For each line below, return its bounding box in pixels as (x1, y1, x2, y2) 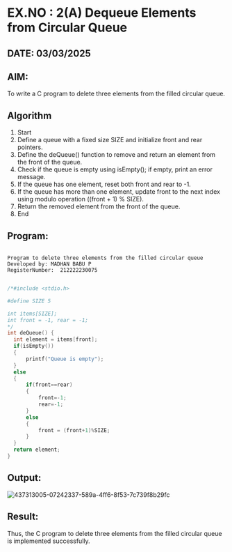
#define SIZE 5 (7, 298, 51, 305)
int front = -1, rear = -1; (7, 316, 89, 323)
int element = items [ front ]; (13, 336, 98, 343)
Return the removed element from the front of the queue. (17, 202, 181, 210)
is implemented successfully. (7, 537, 90, 545)
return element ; (13, 446, 60, 454)
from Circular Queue (7, 20, 127, 36)
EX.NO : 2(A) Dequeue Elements (7, 5, 197, 21)
